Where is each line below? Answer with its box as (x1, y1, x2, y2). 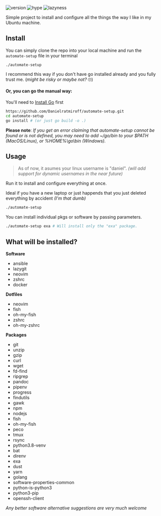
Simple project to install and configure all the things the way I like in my (5, 14, 152, 20)
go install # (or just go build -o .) (5, 118, 86, 123)
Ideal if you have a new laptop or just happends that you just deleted (5, 190, 146, 196)
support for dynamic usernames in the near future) (17, 171, 123, 177)
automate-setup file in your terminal (5, 52, 78, 58)
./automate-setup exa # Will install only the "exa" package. (5, 224, 138, 229)
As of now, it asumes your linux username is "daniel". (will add (17, 165, 146, 172)
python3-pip (12, 490, 39, 496)
